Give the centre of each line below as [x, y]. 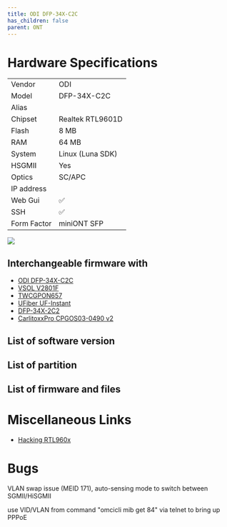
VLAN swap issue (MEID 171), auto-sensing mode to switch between [108, 488]
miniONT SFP [81, 224]
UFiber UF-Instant [44, 303]
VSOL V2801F [38, 288]
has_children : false [38, 21]
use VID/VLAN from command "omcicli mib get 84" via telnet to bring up [114, 510]
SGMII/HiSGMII [30, 496]
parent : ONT [25, 27]
